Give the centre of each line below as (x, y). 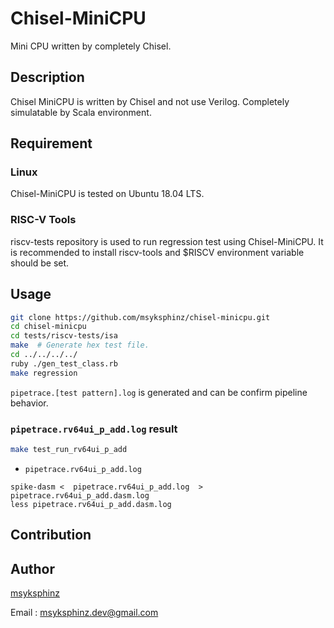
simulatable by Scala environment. (81, 112)
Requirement (51, 143)
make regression (44, 373)
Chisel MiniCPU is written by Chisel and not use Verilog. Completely (150, 101)
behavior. (29, 403)
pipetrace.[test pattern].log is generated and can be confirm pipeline (159, 392)
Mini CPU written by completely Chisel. (91, 46)
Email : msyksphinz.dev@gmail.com (84, 613)
